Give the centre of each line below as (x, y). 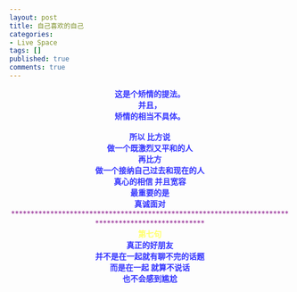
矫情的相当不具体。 (150, 116)
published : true (39, 59)
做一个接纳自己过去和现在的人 (150, 170)
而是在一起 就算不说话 (150, 267)
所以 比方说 (150, 137)
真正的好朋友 (150, 245)
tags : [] (25, 51)
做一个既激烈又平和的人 (150, 147)
